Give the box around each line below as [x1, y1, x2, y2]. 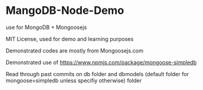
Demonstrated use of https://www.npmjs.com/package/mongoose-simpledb [5, 59, 197, 66]
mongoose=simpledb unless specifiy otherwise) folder [5, 77, 142, 84]
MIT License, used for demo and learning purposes [5, 35, 134, 42]
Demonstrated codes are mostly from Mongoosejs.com [5, 47, 144, 54]
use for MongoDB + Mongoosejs [5, 24, 87, 31]
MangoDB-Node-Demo [5, 4, 125, 18]
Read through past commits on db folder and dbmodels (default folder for [5, 70, 189, 77]
